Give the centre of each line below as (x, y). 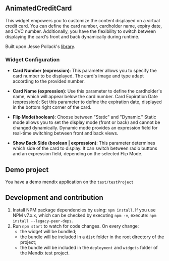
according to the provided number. (48, 81)
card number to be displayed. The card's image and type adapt (78, 76)
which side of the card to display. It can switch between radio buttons (85, 148)
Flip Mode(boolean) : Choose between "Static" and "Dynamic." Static (84, 117)
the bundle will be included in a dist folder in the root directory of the (92, 237)
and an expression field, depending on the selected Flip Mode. (77, 154)
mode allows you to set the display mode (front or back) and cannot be (86, 122)
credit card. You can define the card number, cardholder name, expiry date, (84, 26)
